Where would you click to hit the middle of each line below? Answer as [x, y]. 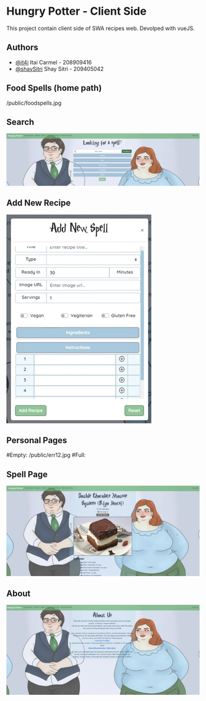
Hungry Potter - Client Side [77, 11]
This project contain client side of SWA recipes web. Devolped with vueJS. [101, 28]
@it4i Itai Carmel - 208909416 [53, 62]
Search [21, 122]
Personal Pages [37, 440]
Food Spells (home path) [54, 88]
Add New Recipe [39, 203]
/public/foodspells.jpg [34, 103]
